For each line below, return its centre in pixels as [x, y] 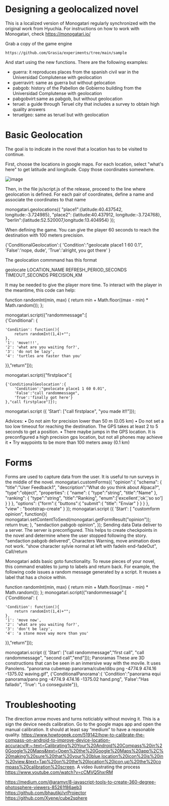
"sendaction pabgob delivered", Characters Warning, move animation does [83, 541]
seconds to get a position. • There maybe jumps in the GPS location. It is [80, 432]
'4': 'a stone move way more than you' [47, 633]
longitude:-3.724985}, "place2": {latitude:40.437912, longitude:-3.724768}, [83, 214]
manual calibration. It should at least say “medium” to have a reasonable [80, 729]
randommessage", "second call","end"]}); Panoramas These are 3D [75, 658]
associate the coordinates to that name [46, 199]
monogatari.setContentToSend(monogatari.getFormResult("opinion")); [78, 519]
